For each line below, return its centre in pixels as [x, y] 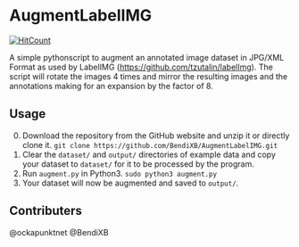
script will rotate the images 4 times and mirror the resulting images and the [149, 76]
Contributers [46, 211]
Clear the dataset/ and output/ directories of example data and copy [149, 154]
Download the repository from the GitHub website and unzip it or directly [156, 136]
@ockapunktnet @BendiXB [59, 232]
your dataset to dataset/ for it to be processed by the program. [138, 164]
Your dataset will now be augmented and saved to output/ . [130, 183]
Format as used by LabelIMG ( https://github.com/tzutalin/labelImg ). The [141, 67]
